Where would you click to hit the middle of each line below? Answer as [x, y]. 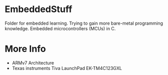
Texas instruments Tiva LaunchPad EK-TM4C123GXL [67, 68]
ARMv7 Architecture [33, 63]
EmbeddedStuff [39, 9]
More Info [25, 49]
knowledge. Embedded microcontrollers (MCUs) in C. [60, 28]
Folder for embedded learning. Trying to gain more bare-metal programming [84, 23]
